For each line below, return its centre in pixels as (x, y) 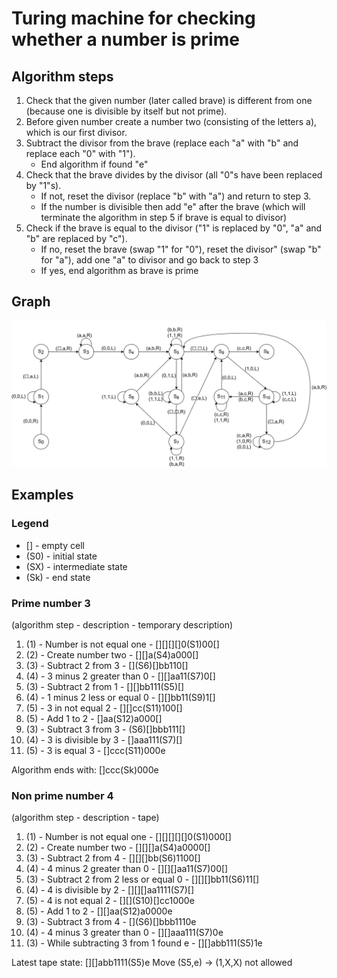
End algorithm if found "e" (94, 164)
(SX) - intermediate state (76, 566)
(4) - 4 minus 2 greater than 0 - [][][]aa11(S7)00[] (127, 869)
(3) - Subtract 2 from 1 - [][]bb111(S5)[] (105, 687)
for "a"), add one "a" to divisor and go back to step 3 (149, 260)
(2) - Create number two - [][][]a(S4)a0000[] (118, 848)
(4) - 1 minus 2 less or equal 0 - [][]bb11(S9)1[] (120, 698)
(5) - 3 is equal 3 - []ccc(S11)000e (95, 751)
